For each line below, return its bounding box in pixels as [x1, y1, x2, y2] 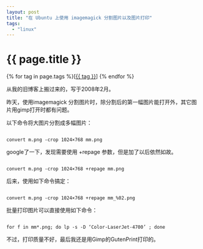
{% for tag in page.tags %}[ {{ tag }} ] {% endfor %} [6, 73, 135, 80]
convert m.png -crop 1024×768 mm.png [6, 137, 103, 143]
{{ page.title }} [6, 53, 82, 66]
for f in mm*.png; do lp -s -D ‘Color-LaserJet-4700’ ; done [6, 224, 166, 231]
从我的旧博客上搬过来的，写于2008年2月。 [6, 85, 114, 93]
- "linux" [12, 26, 37, 33]
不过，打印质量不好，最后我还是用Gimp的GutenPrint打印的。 [6, 236, 159, 243]
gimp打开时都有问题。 [17, 106, 73, 113]
